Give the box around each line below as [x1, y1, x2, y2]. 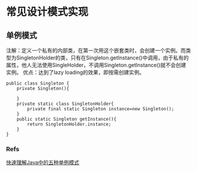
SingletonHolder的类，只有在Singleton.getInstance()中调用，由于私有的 [16, 54, 189, 61]
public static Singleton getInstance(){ [16, 116, 117, 122]
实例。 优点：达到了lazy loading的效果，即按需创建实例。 [6, 69, 145, 76]
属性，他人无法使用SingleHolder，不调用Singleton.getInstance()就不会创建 [6, 62, 186, 68]
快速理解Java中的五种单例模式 [6, 159, 80, 166]
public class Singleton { [6, 81, 69, 86]
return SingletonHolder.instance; [27, 121, 111, 127]
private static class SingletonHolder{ [16, 101, 114, 107]
